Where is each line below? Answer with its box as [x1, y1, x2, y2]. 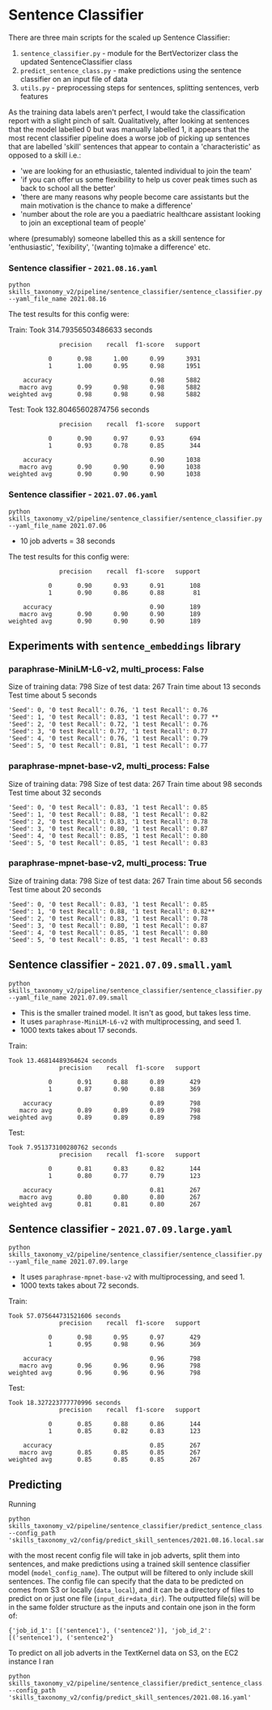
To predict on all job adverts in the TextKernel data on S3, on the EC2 [8, 1648, 239, 1658]
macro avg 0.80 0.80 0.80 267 [19, 1193, 201, 1201]
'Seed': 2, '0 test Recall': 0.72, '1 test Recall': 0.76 [8, 720, 208, 728]
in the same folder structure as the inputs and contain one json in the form [8, 1602, 256, 1613]
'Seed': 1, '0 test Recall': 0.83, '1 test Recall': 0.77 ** [8, 713, 219, 722]
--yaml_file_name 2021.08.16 [8, 295, 107, 304]
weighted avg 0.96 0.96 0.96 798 [8, 1369, 201, 1377]
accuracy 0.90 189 [23, 602, 201, 611]
